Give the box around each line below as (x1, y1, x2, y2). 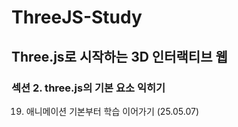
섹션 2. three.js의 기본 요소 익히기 (11, 81, 166, 95)
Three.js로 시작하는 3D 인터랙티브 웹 (11, 48, 228, 65)
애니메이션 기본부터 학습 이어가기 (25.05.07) (25, 105, 200, 117)
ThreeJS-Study (11, 6, 143, 29)
